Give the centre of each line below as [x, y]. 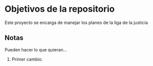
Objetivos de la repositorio [60, 9]
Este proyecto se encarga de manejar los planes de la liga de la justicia [76, 22]
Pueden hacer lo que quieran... [36, 49]
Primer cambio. [27, 59]
